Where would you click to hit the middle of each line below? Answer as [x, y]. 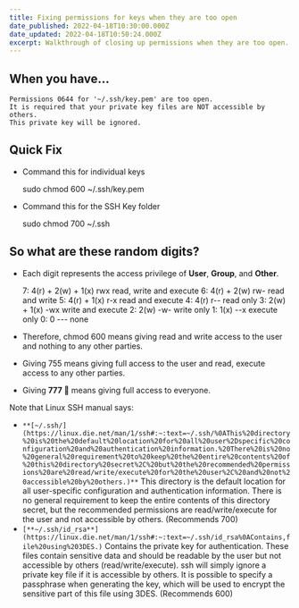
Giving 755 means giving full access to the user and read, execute [144, 363]
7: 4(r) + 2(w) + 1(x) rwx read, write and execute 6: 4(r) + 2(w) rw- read [153, 291]
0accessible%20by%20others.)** [80, 482]
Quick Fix [36, 150]
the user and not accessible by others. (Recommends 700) [130, 519]
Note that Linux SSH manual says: [71, 407]
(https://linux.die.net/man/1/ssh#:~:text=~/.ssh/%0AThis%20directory [156, 433]
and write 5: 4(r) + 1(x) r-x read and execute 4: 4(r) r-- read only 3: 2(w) [154, 300]
